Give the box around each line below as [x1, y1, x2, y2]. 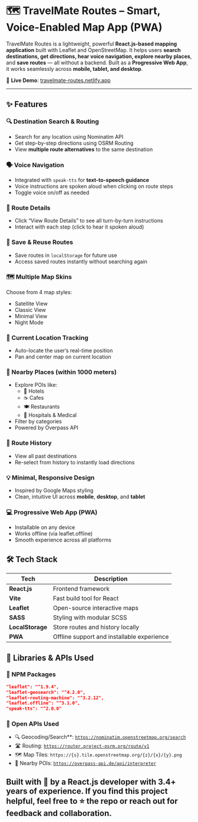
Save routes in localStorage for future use [14, 252, 117, 259]
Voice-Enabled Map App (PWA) [6, 21, 163, 34]
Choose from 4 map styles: [6, 288, 72, 295]
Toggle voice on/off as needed [14, 189, 90, 196]
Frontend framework [52, 585, 110, 593]
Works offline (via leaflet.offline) [14, 530, 93, 537]
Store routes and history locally [52, 623, 140, 631]
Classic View [14, 306, 46, 313]
